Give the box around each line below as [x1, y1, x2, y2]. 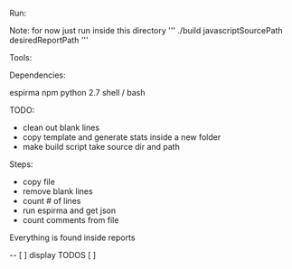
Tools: [9, 52, 33, 62]
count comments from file [22, 215, 119, 225]
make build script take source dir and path [22, 142, 181, 152]
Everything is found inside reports [9, 232, 136, 243]
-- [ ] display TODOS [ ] [9, 250, 97, 260]
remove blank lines [22, 186, 93, 197]
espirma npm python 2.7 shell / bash [9, 88, 146, 97]
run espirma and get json [22, 205, 116, 216]
